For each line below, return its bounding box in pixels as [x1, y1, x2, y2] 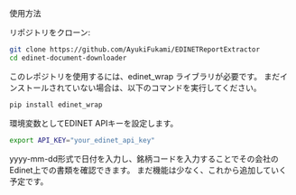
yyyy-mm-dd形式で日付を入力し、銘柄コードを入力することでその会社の [9, 153, 280, 164]
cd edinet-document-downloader [9, 53, 127, 62]
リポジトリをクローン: [9, 27, 91, 38]
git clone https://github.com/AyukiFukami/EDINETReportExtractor [9, 45, 260, 54]
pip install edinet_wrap [9, 100, 103, 109]
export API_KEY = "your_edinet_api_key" [9, 135, 155, 144]
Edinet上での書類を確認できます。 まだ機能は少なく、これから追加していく [9, 164, 287, 175]
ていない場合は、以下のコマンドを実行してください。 [64, 82, 262, 93]
